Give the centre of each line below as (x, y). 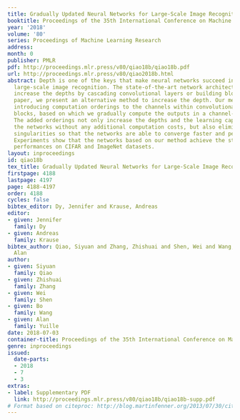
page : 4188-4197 (31, 186)
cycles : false (29, 200)
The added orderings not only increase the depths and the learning (118, 120)
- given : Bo (25, 306)
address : (20, 47)
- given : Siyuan (31, 266)
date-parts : (32, 359)
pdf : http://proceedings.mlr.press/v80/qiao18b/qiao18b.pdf (99, 67)
